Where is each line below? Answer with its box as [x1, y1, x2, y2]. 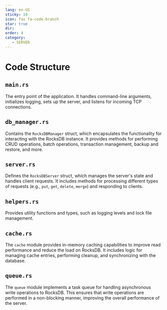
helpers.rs [5, 198, 39, 205]
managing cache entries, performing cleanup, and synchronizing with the [5, 252, 156, 258]
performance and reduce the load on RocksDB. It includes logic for [5, 247, 143, 253]
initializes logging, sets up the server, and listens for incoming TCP [5, 98, 142, 104]
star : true [5, 21, 28, 26]
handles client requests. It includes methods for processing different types [5, 178, 159, 184]
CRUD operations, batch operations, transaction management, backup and [5, 141, 159, 147]
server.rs [5, 160, 36, 168]
